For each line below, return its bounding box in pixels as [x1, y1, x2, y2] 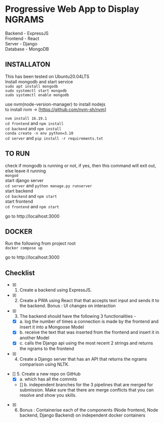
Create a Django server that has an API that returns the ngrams [19, 356, 147, 362]
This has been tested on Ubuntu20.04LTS [5, 73, 89, 79]
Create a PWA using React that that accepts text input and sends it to [19, 298, 160, 304]
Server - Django [5, 40, 38, 46]
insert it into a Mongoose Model [19, 324, 84, 330]
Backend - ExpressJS [5, 30, 49, 36]
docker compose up [5, 246, 43, 251]
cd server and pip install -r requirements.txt [5, 135, 103, 141]
